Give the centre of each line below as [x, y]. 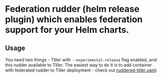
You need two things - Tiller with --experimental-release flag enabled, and [81, 60]
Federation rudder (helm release [72, 9]
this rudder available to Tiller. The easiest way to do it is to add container [79, 65]
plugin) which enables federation [74, 19]
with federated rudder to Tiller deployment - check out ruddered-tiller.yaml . [81, 70]
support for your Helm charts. [67, 30]
